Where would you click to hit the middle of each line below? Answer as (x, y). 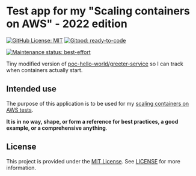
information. (21, 168)
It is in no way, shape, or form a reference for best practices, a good (92, 121)
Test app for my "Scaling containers (98, 11)
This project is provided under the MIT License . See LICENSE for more (93, 161)
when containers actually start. (44, 70)
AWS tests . (20, 110)
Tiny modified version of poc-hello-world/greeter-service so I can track (95, 64)
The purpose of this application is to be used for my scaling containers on (98, 103)
